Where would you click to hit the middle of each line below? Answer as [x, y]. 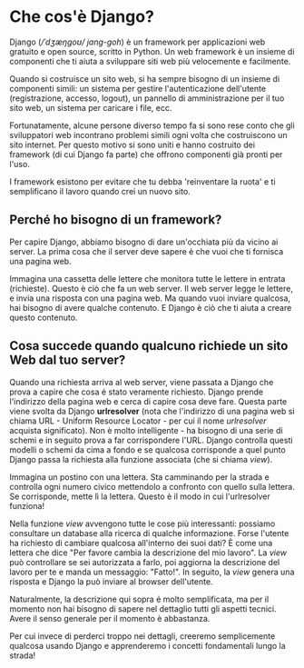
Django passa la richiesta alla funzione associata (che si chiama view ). [141, 459]
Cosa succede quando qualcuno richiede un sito [149, 346]
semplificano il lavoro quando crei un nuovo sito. [100, 191]
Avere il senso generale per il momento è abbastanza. [110, 618]
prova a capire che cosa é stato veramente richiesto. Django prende [137, 392]
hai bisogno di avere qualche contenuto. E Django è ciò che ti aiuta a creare [151, 307]
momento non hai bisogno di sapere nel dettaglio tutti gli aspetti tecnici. [143, 608]
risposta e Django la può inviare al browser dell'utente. [111, 581]
